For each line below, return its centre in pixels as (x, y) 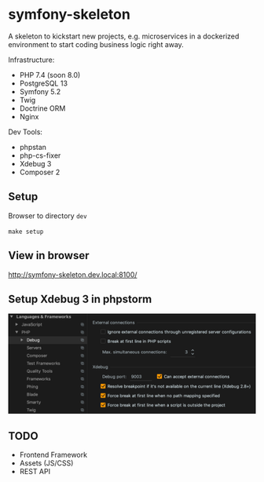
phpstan (33, 147)
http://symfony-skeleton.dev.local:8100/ (73, 274)
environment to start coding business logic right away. (96, 44)
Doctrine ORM (42, 108)
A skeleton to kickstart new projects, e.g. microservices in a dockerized (124, 36)
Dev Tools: (26, 132)
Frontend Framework (53, 455)
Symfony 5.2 (40, 91)
